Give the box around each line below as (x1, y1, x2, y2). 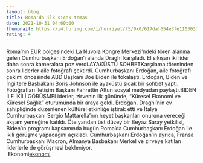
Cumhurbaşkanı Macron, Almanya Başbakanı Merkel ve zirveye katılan (6, 138, 181, 145)
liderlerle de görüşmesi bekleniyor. (6, 144, 92, 152)
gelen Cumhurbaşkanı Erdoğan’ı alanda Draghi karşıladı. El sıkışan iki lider (6, 54, 190, 62)
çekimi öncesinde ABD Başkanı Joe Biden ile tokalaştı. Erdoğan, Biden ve (6, 74, 188, 81)
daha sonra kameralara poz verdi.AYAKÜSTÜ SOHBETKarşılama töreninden (6, 61, 194, 68)
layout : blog (6, 8, 39, 15)
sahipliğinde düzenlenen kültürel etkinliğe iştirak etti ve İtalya (6, 106, 158, 113)
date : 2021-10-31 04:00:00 (6, 20, 74, 26)
